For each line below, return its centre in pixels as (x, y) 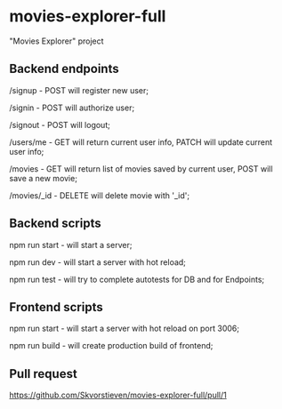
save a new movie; (44, 178)
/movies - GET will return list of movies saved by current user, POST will (141, 168)
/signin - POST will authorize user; (72, 108)
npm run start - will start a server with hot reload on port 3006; (125, 329)
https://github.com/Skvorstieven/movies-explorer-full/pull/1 (118, 395)
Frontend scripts (56, 307)
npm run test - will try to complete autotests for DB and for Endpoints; (137, 279)
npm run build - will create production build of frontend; (111, 346)
